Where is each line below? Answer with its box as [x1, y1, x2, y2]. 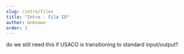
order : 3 [6, 25, 28, 31]
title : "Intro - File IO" [6, 14, 69, 20]
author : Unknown [6, 19, 46, 25]
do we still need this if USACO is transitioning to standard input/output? [6, 41, 179, 48]
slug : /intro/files [6, 8, 54, 15]
